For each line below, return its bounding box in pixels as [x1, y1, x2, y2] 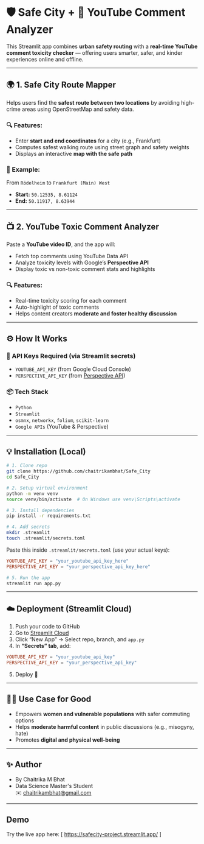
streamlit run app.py [6, 580, 61, 586]
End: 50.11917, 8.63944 [15, 197, 75, 205]
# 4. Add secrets [6, 524, 50, 530]
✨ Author [6, 759, 42, 770]
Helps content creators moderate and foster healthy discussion [15, 310, 177, 317]
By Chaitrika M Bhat [15, 775, 65, 783]
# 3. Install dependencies [6, 507, 75, 513]
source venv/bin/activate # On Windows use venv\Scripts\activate [6, 496, 181, 502]
